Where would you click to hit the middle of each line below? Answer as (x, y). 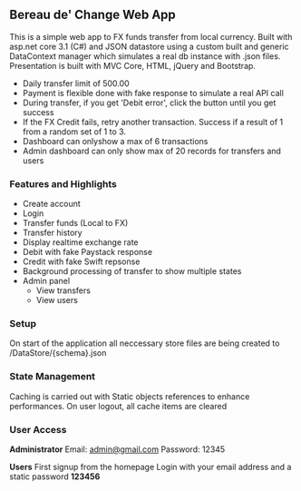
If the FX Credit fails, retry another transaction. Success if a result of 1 (153, 122)
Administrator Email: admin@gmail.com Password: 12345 (117, 449)
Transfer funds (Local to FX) (75, 223)
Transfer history (53, 233)
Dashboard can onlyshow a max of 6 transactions (115, 141)
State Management (53, 377)
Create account (52, 204)
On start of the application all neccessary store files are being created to (145, 343)
